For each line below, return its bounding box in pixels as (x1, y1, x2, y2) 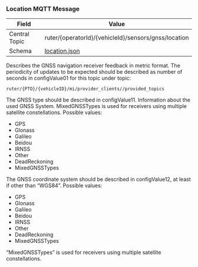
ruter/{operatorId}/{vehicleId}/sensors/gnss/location (44, 34, 189, 42)
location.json (44, 47, 81, 55)
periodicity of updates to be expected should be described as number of (6, 69, 183, 76)
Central (9, 30, 29, 38)
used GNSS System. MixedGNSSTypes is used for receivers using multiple (6, 103, 187, 110)
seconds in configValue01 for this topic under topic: (6, 74, 131, 82)
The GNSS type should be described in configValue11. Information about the (6, 96, 190, 103)
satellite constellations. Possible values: (6, 109, 103, 116)
